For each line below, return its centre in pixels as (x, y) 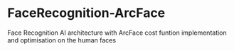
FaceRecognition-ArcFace (86, 13)
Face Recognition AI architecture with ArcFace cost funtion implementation (117, 33)
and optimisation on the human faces (62, 40)
